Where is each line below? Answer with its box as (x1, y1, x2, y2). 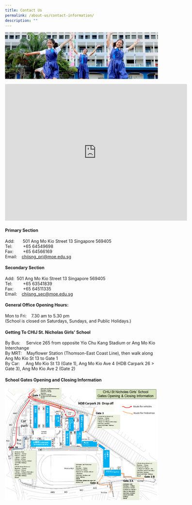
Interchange (5, 345, 29, 351)
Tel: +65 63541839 (5, 281, 52, 286)
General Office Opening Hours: (5, 302, 69, 308)
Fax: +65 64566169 (5, 248, 52, 254)
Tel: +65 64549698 (5, 243, 53, 249)
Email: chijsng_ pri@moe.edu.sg (5, 253, 72, 259)
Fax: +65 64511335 (5, 286, 52, 291)
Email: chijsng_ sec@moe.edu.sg (5, 291, 73, 297)
